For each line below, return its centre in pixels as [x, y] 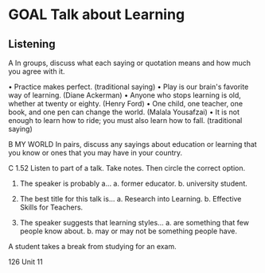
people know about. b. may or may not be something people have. [128, 231]
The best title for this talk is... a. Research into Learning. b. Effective [131, 199]
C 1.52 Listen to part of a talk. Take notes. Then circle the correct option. [127, 168]
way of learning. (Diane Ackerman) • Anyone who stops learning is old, [125, 95]
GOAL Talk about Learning [97, 15]
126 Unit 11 [25, 262]
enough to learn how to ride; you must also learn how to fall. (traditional [125, 120]
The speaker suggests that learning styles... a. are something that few [134, 223]
